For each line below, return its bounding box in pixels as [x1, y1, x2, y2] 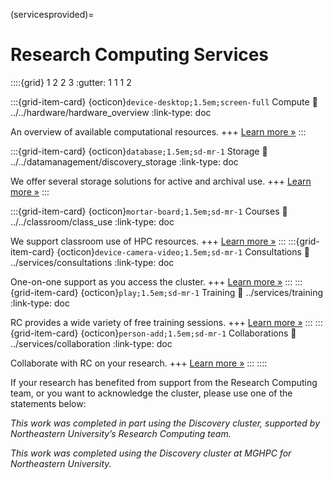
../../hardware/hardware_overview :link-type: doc [10, 106, 212, 118]
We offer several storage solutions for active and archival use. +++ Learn [10, 175, 312, 187]
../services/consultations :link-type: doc [10, 256, 175, 268]
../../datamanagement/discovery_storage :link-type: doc [10, 155, 239, 168]
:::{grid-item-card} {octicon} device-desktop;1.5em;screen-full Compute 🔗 [10, 95, 318, 108]
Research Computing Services [10, 44, 270, 66]
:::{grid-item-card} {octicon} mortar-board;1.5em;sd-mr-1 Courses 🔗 [10, 205, 288, 217]
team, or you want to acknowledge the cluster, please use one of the [10, 387, 293, 399]
